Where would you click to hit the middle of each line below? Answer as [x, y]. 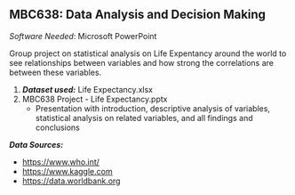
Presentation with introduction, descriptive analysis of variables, [153, 108]
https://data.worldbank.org [71, 181]
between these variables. [56, 72]
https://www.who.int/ [61, 162]
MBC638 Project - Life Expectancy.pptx [95, 99]
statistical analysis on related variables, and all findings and [144, 118]
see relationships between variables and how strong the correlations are [141, 62]
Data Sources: [36, 144]
